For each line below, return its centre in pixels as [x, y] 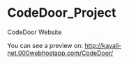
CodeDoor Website [35, 32]
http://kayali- [103, 45]
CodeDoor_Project [62, 13]
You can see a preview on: [45, 45]
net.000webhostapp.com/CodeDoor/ [60, 53]
